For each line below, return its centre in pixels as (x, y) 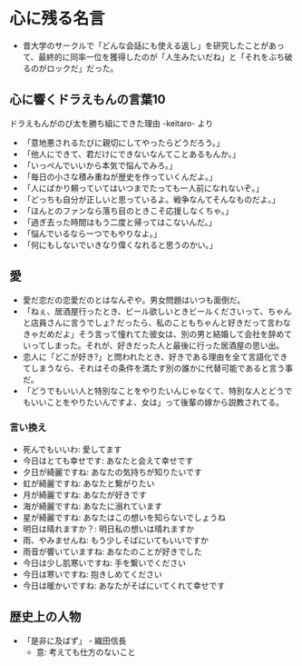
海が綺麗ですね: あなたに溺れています (93, 506)
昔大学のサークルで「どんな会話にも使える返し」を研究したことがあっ (153, 45)
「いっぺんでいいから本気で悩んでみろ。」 (100, 165)
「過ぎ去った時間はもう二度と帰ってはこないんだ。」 (119, 222)
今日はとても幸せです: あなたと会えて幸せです (107, 461)
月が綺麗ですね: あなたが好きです (84, 494)
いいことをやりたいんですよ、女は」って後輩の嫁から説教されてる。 (157, 402)
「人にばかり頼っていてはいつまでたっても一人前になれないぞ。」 (143, 188)
